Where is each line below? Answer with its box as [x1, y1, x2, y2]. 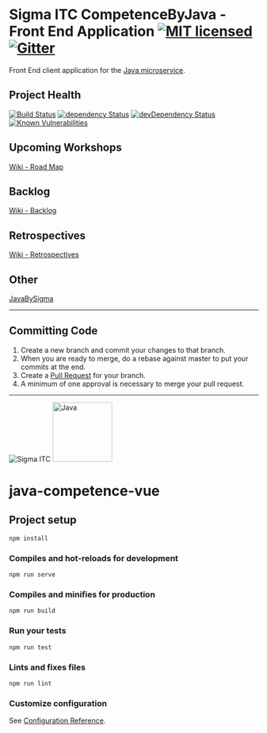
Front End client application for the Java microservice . [9, 65, 185, 74]
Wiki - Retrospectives [9, 250, 79, 259]
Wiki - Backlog [9, 206, 57, 216]
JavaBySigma [9, 294, 54, 303]
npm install [9, 534, 48, 542]
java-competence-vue [9, 482, 161, 500]
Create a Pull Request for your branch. [20, 370, 146, 380]
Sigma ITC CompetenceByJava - [9, 6, 227, 24]
